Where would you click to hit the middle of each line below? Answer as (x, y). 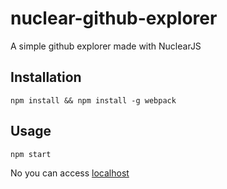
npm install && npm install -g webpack (93, 100)
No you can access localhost (70, 173)
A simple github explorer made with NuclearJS (106, 46)
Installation (46, 77)
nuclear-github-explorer (114, 18)
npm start (31, 154)
